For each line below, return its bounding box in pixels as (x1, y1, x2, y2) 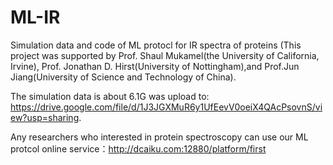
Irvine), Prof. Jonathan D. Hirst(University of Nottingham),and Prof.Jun (10, 60, 300, 72)
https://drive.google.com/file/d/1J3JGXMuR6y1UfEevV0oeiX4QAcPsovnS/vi (10, 101, 323, 113)
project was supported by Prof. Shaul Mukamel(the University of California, (10, 49, 320, 61)
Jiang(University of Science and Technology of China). (10, 71, 237, 83)
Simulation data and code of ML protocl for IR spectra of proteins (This (10, 39, 302, 51)
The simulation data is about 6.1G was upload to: (10, 90, 210, 102)
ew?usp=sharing (10, 111, 80, 123)
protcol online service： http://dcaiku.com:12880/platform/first (10, 142, 267, 155)
